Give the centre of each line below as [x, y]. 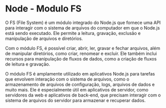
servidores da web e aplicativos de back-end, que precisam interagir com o [83, 95]
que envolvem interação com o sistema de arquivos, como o [67, 79]
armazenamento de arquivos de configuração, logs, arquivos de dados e [80, 84]
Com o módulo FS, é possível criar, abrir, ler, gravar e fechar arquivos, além [83, 48]
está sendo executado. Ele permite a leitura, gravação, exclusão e [73, 33]
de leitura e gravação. [28, 64]
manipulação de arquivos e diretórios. [44, 38]
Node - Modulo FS [43, 9]
